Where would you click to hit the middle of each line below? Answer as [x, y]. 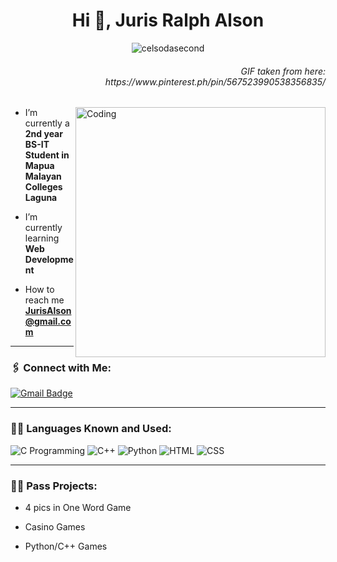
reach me [44, 300]
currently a [47, 123]
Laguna [41, 198]
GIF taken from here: [283, 71]
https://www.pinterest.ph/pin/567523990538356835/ [215, 81]
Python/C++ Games [66, 546]
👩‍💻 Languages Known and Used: [91, 429]
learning [42, 238]
